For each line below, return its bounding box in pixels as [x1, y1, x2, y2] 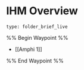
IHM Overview [6, 4, 79, 18]
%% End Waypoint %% [6, 57, 64, 64]
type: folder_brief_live [6, 24, 68, 30]
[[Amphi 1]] [14, 46, 43, 53]
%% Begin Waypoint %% [6, 34, 69, 41]
